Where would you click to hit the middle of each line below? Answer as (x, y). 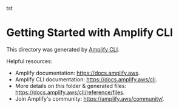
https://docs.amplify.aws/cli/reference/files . (70, 92)
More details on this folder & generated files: (70, 86)
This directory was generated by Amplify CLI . (63, 49)
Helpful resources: (29, 61)
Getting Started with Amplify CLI (90, 33)
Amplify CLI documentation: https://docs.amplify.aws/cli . (86, 79)
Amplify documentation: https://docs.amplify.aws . (77, 73)
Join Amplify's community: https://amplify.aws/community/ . (89, 98)
